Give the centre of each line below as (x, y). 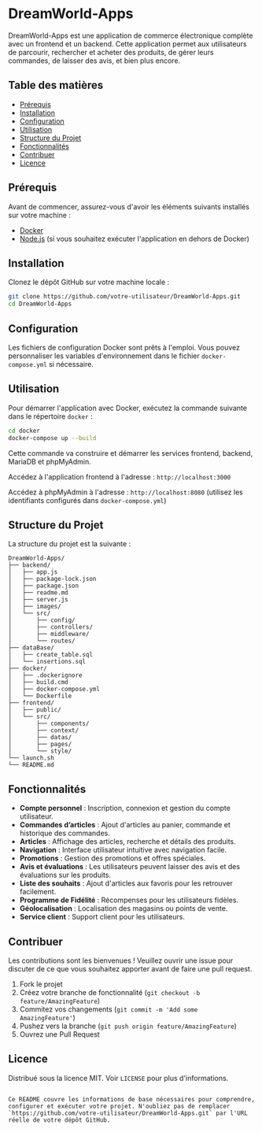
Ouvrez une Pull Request (59, 1034)
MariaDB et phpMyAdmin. (50, 461)
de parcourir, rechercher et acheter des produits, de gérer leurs (111, 52)
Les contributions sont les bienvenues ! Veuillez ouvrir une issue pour (121, 960)
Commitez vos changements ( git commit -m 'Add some (109, 1009)
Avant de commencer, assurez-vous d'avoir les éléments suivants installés (129, 206)
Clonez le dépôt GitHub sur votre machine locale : (89, 282)
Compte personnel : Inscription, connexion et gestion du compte (125, 808)
